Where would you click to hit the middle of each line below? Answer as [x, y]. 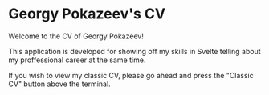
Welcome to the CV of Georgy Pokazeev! [76, 36]
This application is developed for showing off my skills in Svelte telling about [134, 51]
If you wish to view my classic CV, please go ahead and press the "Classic [131, 75]
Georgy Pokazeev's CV [87, 14]
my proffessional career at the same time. [77, 60]
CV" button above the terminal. [59, 84]
